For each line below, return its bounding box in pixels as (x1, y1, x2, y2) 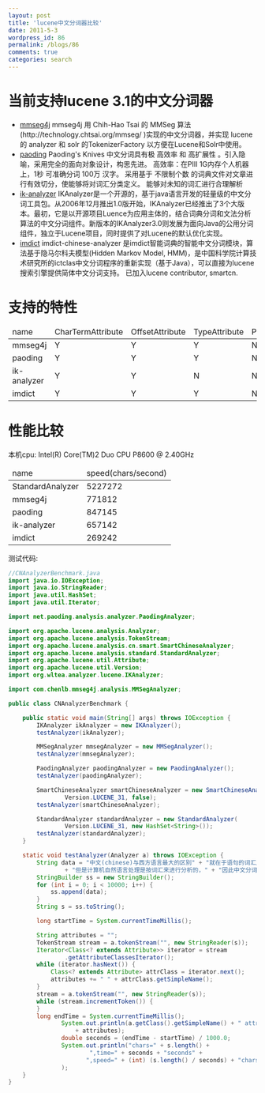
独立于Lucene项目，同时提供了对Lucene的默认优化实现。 (40, 228, 227, 238)
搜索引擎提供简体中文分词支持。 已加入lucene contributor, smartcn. (19, 268, 238, 277)
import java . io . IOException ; (8, 576, 104, 585)
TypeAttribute (192, 326, 244, 337)
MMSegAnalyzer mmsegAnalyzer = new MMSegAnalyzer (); (36, 743, 214, 751)
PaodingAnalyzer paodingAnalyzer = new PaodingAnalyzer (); (36, 764, 235, 773)
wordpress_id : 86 (8, 33, 65, 42)
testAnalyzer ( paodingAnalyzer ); (36, 772, 144, 780)
